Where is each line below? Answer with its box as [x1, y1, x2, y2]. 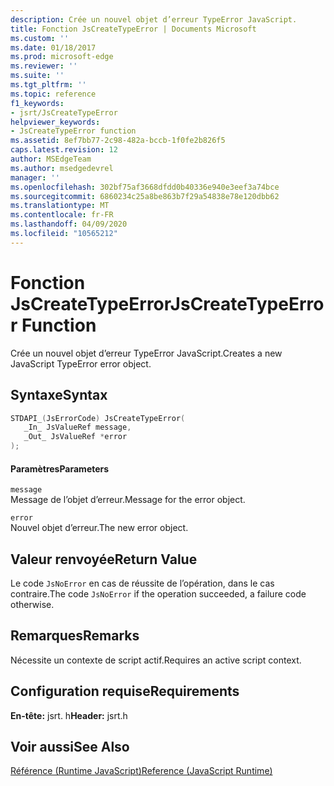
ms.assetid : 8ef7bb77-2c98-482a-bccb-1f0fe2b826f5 [10, 136, 226, 146]
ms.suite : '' [10, 71, 65, 81]
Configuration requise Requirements [10, 683, 240, 700]
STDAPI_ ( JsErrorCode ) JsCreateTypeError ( [10, 413, 186, 423]
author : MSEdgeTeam [10, 154, 92, 164]
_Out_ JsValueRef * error [23, 432, 128, 442]
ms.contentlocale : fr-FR [10, 210, 114, 220]
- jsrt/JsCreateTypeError [10, 107, 118, 118]
